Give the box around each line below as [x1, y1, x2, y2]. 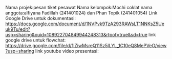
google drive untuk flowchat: [5, 37, 66, 43]
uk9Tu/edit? [5, 26, 31, 32]
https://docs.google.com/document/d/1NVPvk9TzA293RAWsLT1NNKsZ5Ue [5, 21, 165, 27]
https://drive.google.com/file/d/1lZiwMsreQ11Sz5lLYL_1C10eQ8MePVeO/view [5, 43, 167, 48]
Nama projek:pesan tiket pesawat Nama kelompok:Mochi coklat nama [5, 5, 153, 10]
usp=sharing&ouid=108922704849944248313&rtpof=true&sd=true [5, 32, 147, 37]
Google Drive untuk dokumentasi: [5, 15, 76, 21]
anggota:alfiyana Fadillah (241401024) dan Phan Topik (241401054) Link [5, 10, 158, 16]
